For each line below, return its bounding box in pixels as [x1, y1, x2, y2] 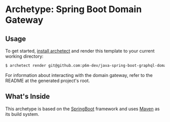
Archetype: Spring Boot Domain [5, 4, 142, 15]
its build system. [5, 111, 39, 117]
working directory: [5, 53, 44, 59]
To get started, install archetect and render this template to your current [5, 48, 155, 54]
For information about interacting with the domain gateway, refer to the [5, 72, 153, 78]
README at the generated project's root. [5, 77, 90, 84]
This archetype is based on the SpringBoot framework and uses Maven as [5, 105, 160, 112]
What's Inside [5, 92, 50, 101]
